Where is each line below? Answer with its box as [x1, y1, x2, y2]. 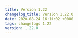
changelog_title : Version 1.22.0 [5, 12, 74, 17]
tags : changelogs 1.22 [5, 21, 52, 26]
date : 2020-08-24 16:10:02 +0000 [5, 16, 74, 21]
